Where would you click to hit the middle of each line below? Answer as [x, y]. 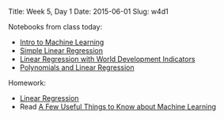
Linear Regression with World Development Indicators [107, 59]
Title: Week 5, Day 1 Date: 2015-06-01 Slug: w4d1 [88, 12]
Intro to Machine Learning [62, 42]
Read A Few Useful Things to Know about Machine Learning [118, 107]
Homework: [27, 83]
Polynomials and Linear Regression [77, 67]
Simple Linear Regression [61, 50]
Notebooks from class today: [55, 27]
